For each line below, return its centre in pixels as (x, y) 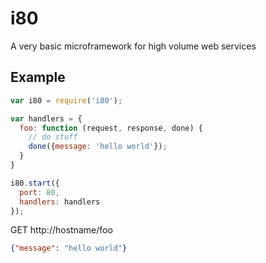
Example (38, 77)
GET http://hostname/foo (61, 230)
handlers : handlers (60, 202)
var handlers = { (46, 118)
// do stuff (53, 137)
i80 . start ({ (35, 183)
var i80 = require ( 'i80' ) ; (66, 100)
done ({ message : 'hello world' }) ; (98, 147)
